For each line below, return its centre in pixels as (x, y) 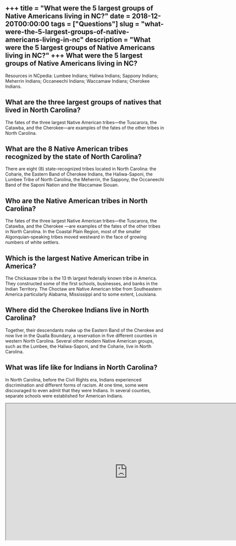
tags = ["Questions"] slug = (95, 24)
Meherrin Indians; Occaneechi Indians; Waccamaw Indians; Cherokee (77, 81)
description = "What (118, 40)
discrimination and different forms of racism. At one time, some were (77, 385)
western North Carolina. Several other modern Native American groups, (79, 341)
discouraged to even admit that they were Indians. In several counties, (78, 390)
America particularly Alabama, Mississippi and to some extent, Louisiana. (81, 294)
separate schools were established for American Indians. (64, 396)
